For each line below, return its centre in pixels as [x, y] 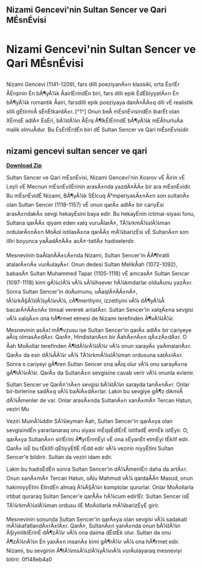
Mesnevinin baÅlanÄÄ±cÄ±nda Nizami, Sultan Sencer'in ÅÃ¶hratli [88, 256]
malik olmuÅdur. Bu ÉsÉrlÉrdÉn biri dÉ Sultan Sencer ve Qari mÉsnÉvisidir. [98, 130]
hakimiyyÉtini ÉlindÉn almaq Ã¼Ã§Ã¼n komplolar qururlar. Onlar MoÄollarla [100, 487]
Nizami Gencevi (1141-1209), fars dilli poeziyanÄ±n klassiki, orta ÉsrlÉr [93, 85]
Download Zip [24, 166]
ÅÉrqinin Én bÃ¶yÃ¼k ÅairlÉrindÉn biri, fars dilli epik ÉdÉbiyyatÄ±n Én [93, 94]
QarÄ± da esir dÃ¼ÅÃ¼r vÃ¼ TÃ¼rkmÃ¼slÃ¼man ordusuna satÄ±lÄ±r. [95, 355]
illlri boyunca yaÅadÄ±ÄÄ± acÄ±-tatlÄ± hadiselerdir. [71, 241]
